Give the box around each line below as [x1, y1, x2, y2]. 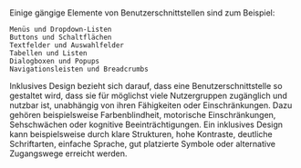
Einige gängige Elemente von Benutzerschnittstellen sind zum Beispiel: [9, 7, 275, 18]
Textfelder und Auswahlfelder [9, 41, 125, 50]
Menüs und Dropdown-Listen [9, 25, 112, 35]
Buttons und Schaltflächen [9, 33, 112, 43]
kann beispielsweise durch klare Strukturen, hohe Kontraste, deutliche [9, 129, 274, 140]
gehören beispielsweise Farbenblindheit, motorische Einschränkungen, [9, 110, 276, 121]
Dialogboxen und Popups [9, 57, 100, 66]
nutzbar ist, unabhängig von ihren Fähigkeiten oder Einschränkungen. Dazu [9, 100, 293, 111]
